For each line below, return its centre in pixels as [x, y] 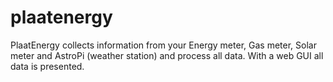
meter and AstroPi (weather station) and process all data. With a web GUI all [167, 55]
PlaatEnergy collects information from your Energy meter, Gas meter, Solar [163, 45]
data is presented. [47, 66]
